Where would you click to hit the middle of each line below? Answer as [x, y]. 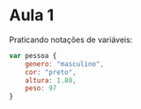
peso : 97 [41, 89]
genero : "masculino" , [64, 64]
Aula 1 [32, 15]
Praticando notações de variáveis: [71, 40]
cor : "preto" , [51, 72]
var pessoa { [33, 55]
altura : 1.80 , [51, 80]
